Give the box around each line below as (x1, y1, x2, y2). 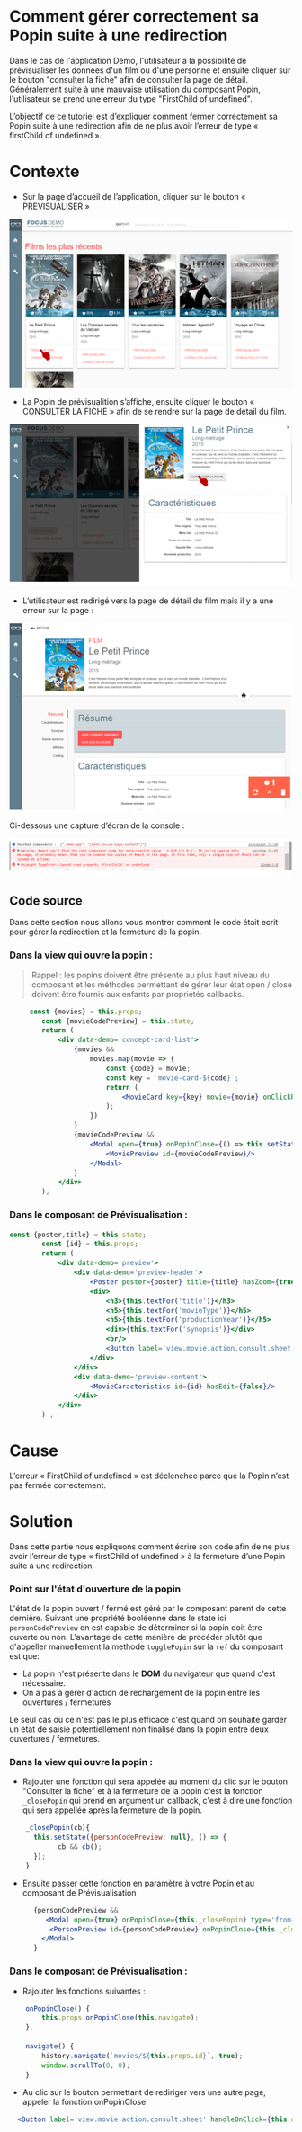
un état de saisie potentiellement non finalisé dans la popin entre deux (9, 1724, 270, 1735)
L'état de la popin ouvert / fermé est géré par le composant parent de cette (9, 1603, 287, 1614)
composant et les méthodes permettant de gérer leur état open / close (31, 978, 292, 990)
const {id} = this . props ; (41, 1239, 139, 1249)
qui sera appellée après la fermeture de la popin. (22, 1805, 202, 1815)
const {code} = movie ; (105, 1064, 191, 1073)
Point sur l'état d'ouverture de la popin (9, 1583, 182, 1595)
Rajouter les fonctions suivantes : (22, 1985, 146, 1996)
